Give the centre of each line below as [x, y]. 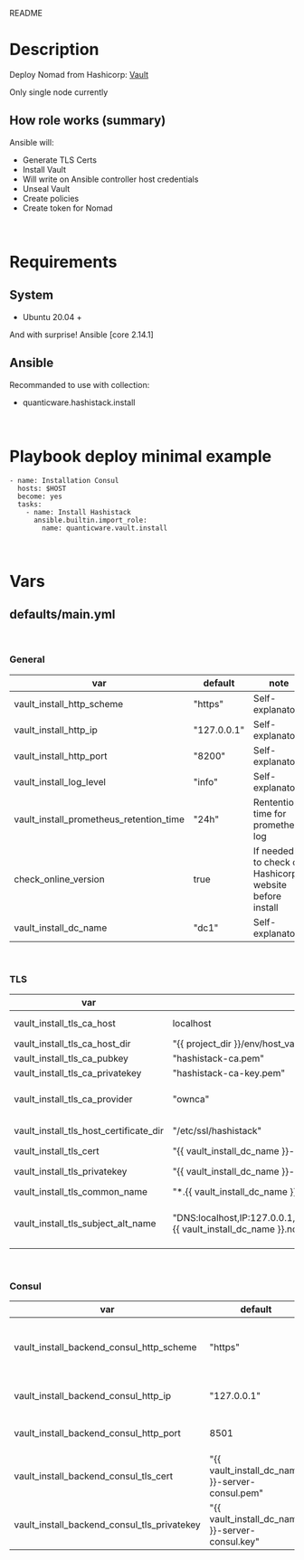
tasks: [30, 504]
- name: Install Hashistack [78, 512]
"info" [206, 781]
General [27, 659]
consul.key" [234, 1542]
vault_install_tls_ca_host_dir [72, 1044]
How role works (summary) [88, 121]
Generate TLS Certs [60, 160]
